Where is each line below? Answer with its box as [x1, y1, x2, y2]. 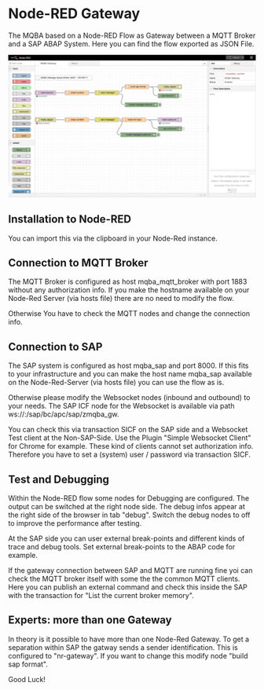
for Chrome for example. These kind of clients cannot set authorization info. [8, 442, 254, 451]
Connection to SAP [8, 339, 103, 354]
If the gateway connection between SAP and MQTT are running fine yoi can [8, 566, 253, 575]
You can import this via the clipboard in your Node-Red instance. [8, 233, 218, 243]
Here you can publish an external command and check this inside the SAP [8, 582, 247, 592]
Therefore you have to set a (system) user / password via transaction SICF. [8, 450, 251, 460]
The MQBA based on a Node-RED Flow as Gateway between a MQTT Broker [8, 31, 256, 40]
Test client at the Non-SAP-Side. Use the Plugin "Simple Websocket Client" [8, 433, 251, 442]
